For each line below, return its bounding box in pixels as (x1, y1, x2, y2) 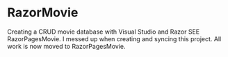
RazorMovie (7, 5, 79, 21)
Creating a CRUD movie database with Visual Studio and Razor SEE (7, 27, 200, 36)
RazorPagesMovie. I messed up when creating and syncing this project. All (7, 34, 222, 43)
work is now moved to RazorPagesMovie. (7, 42, 127, 50)
